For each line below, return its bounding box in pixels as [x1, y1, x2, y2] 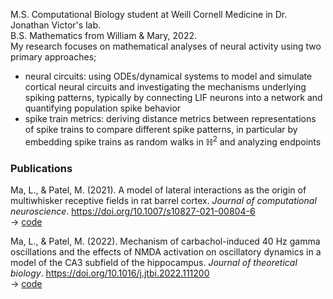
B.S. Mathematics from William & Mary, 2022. [10, 30, 197, 41]
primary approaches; [10, 51, 97, 63]
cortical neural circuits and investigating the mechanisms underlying [24, 81, 307, 93]
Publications [10, 161, 73, 175]
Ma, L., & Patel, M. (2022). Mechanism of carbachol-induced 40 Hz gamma [10, 235, 321, 247]
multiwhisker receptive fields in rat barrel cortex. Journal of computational [10, 194, 317, 206]
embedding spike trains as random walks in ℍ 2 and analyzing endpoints [24, 134, 322, 148]
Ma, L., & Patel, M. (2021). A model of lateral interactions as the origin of [10, 184, 307, 196]
